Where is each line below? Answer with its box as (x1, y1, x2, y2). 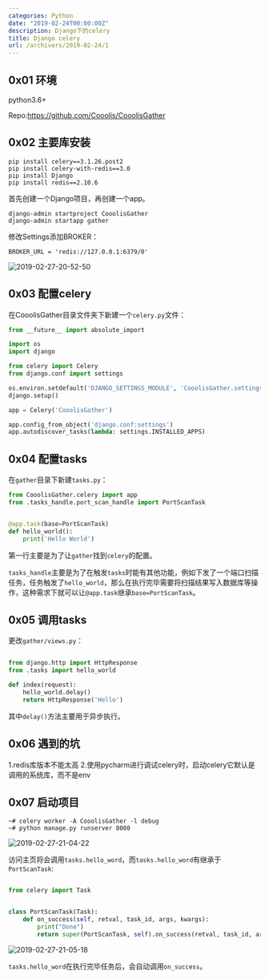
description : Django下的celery (8, 26, 110, 34)
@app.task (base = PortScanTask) (8, 520, 110, 528)
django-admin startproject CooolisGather (8, 209, 149, 217)
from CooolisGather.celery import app (8, 491, 138, 500)
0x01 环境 (8, 73, 58, 87)
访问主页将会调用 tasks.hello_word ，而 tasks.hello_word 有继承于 (8, 855, 222, 864)
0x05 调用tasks (8, 613, 87, 626)
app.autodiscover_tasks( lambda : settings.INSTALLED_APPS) (8, 428, 206, 436)
